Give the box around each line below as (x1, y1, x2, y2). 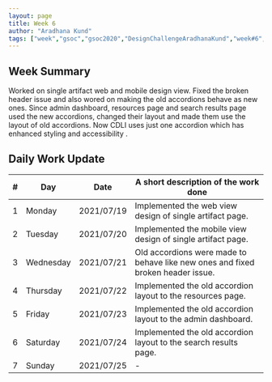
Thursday (25, 285, 62, 296)
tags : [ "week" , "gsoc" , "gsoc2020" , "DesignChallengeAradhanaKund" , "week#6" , (8, 34, 266, 43)
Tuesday (25, 228, 59, 240)
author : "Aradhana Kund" (8, 27, 92, 35)
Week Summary (8, 64, 91, 78)
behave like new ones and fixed (134, 257, 255, 268)
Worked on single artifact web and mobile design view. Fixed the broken (8, 86, 249, 95)
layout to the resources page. (134, 290, 246, 301)
